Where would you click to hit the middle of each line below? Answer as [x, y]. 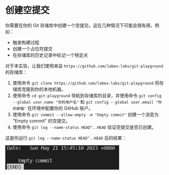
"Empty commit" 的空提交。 [41, 121]
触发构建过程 [26, 42]
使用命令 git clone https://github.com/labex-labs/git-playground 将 [86, 83]
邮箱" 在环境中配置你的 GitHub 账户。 [55, 108]
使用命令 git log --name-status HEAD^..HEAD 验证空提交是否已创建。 [84, 127]
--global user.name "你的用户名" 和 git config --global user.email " [85, 102]
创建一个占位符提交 [33, 49]
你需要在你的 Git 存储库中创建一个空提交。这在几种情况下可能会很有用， [80, 25]
